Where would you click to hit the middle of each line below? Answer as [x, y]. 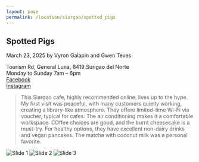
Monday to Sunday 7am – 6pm [43, 73]
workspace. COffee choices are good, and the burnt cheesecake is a [105, 123]
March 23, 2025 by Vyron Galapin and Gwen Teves [69, 55]
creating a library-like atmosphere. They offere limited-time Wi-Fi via [105, 110]
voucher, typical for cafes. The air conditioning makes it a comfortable [107, 116]
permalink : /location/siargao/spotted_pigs [61, 17]
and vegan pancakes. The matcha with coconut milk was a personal [104, 135]
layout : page [22, 12]
